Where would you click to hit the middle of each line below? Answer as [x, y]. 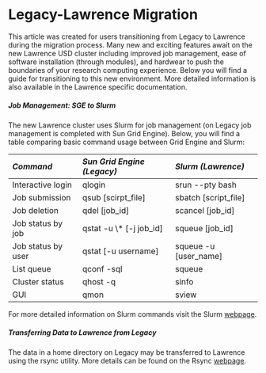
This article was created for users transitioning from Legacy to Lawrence [127, 36]
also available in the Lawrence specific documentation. [98, 87]
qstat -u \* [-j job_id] [123, 228]
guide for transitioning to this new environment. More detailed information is [132, 78]
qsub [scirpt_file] [114, 197]
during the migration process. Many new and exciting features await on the [131, 44]
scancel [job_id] [205, 210]
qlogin [94, 185]
